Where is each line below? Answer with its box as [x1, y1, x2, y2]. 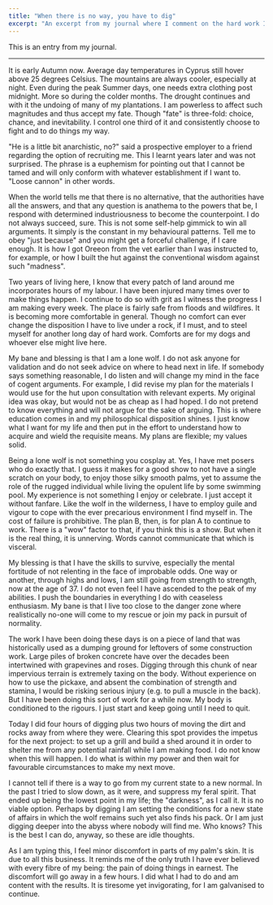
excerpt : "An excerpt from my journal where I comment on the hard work [8, 20, 260, 28]
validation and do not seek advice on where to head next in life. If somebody [8, 361, 265, 371]
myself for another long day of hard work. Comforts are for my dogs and [8, 329, 250, 339]
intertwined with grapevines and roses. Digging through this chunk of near [8, 660, 258, 670]
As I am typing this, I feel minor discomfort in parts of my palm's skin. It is [8, 846, 254, 855]
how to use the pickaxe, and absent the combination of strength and [8, 677, 237, 687]
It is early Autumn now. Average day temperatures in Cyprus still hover [8, 65, 245, 75]
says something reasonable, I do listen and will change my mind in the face [8, 370, 260, 380]
